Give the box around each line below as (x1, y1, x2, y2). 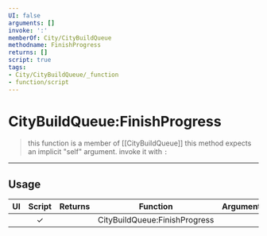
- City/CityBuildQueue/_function (8, 71, 119, 79)
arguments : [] (8, 19, 56, 27)
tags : (8, 64, 26, 72)
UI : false (8, 11, 41, 20)
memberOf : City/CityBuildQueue (8, 33, 112, 42)
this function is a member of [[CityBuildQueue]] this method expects (27, 138, 252, 148)
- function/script (8, 78, 69, 86)
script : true (8, 56, 52, 64)
